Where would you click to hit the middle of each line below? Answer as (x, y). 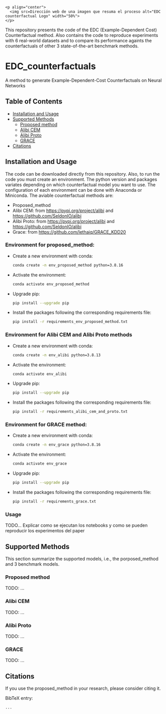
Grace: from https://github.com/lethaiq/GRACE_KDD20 (69, 232)
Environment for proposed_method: (50, 245)
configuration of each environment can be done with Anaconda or (74, 190)
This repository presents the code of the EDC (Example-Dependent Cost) (81, 30)
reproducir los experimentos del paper (45, 531)
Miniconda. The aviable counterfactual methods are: (59, 195)
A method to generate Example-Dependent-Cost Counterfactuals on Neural (84, 80)
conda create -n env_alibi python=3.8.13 (57, 355)
